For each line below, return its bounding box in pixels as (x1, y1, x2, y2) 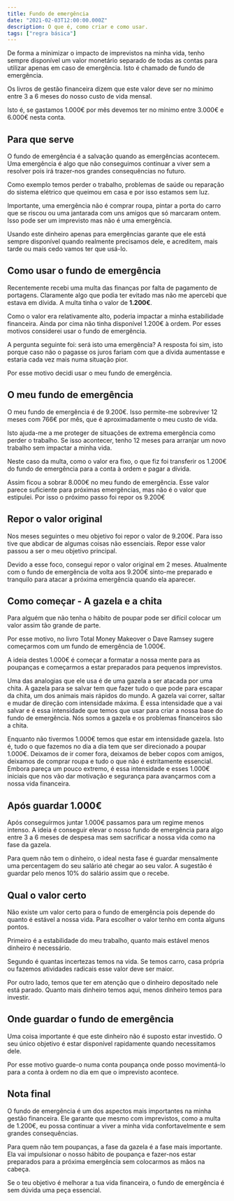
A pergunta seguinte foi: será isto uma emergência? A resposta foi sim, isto (7, 340, 224, 348)
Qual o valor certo (7, 889, 87, 901)
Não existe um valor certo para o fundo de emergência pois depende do (7, 907, 215, 916)
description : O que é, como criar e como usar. (7, 23, 149, 30)
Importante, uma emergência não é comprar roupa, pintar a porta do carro (7, 201, 221, 210)
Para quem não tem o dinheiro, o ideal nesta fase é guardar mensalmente (7, 854, 219, 862)
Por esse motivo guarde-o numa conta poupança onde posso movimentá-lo (7, 1060, 226, 1069)
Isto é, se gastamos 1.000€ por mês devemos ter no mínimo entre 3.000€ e (7, 106, 224, 114)
